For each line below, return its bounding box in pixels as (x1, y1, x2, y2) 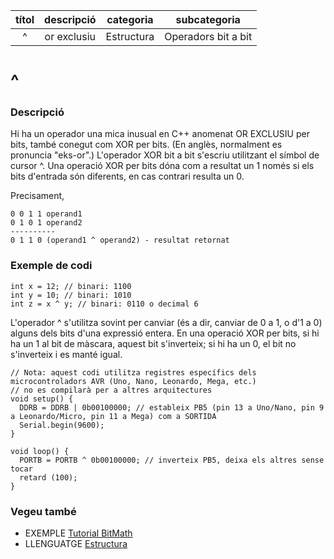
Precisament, (10, 190, 65, 202)
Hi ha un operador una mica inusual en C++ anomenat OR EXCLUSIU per (10, 128, 310, 140)
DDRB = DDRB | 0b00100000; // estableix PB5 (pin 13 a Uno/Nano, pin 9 (19, 402, 325, 413)
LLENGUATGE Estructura (24, 538, 128, 550)
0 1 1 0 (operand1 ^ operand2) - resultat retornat (10, 235, 230, 246)
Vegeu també (10, 504, 77, 518)
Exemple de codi (10, 259, 93, 273)
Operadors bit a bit (164, 30, 253, 43)
